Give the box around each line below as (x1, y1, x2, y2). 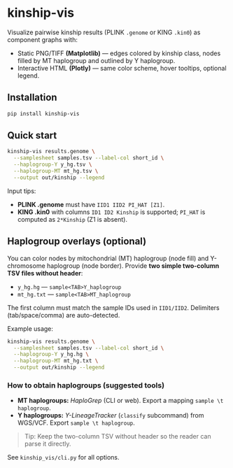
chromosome (7, 261, 45, 270)
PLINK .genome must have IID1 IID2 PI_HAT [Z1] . (17, 200, 165, 208)
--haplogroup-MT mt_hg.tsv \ (13, 168, 99, 175)
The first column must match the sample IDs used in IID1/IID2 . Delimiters (7, 303, 220, 312)
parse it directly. (24, 439, 71, 448)
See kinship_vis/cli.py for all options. (7, 453, 120, 462)
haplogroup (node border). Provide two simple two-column (46, 261, 220, 270)
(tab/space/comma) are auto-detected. (7, 311, 120, 319)
